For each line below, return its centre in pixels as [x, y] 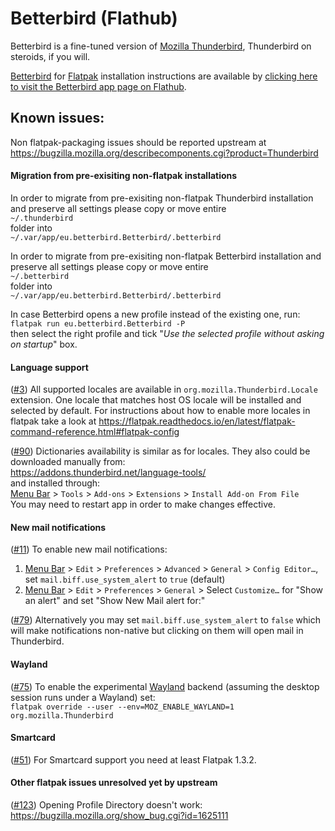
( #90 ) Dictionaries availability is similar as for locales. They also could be [160, 451]
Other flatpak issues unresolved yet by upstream [114, 783]
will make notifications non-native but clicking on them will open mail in [157, 631]
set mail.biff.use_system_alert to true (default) [125, 579]
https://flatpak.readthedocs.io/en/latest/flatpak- [197, 421]
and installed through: [55, 483]
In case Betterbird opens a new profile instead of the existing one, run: [155, 314]
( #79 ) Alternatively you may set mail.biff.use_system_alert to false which [165, 620]
